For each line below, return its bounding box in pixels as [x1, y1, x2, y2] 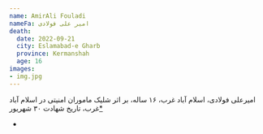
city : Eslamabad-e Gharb [16, 42, 101, 50]
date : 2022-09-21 [16, 34, 75, 43]
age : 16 [16, 58, 43, 66]
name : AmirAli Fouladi [9, 11, 86, 20]
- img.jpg [9, 72, 43, 80]
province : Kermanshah [16, 50, 90, 58]
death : [9, 27, 32, 35]
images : [9, 65, 36, 73]
